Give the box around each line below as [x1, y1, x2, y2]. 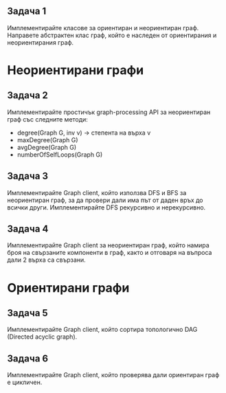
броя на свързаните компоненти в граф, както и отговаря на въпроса [7, 249, 212, 257]
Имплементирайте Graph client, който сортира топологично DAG [7, 326, 198, 334]
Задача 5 [7, 307, 48, 319]
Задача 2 [7, 89, 48, 102]
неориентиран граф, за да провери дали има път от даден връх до [7, 196, 203, 204]
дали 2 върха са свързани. [7, 256, 86, 264]
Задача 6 [7, 352, 49, 364]
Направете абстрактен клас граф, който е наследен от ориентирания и [7, 31, 217, 39]
